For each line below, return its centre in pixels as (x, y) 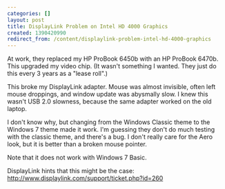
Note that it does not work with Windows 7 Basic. (77, 158)
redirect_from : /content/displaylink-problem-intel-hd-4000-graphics (109, 39)
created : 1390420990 (37, 33)
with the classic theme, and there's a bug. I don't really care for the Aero (110, 137)
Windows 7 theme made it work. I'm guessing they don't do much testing (111, 130)
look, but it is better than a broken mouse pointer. (77, 144)
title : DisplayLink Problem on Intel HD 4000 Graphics (88, 26)
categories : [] (29, 13)
